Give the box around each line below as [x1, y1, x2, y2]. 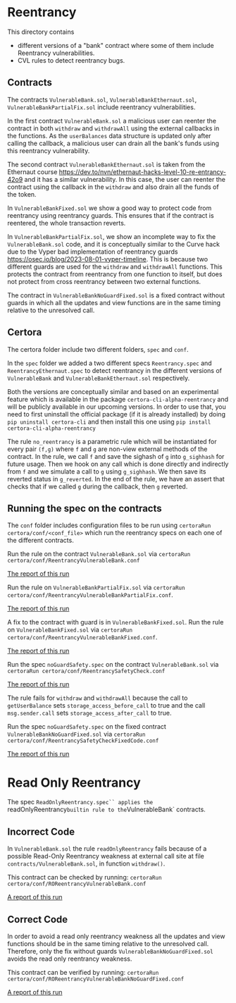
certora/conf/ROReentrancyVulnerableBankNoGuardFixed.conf [7, 976, 185, 983]
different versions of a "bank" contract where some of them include [17, 41, 214, 49]
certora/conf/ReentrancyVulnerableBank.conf [7, 558, 140, 565]
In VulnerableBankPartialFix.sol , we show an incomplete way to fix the [7, 232, 216, 240]
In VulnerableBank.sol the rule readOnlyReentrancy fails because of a [7, 844, 207, 853]
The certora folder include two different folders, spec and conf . [7, 345, 189, 353]
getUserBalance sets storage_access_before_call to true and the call [7, 701, 206, 710]
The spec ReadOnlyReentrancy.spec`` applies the [7, 798, 154, 806]
